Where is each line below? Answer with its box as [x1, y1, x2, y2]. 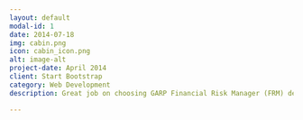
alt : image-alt [9, 55, 67, 64]
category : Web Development [9, 80, 111, 89]
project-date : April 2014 [9, 64, 106, 73]
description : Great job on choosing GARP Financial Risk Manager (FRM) [9, 88, 284, 97]
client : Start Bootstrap [9, 72, 103, 81]
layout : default [9, 13, 70, 23]
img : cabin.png [9, 38, 67, 48]
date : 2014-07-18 [9, 30, 75, 39]
